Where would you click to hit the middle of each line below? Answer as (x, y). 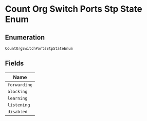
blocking (18, 91)
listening (19, 105)
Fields (15, 64)
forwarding (20, 85)
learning (18, 98)
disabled (18, 111)
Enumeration (25, 37)
